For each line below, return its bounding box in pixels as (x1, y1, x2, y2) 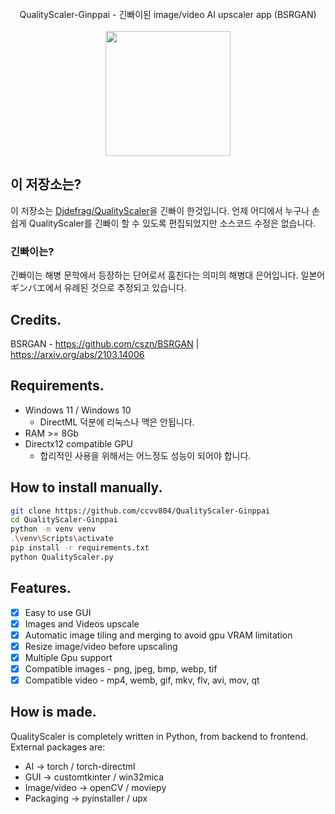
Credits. (10, 311, 62, 328)
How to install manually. (10, 479, 163, 496)
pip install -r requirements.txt (10, 543, 150, 553)
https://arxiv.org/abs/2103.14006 (10, 348, 145, 360)
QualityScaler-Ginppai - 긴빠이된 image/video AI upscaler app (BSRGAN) (19, 9, 317, 20)
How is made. (10, 704, 97, 721)
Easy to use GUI (24, 606, 92, 618)
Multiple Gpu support (24, 651, 113, 663)
